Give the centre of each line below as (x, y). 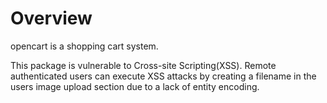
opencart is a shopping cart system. (84, 46)
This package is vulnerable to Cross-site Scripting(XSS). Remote (143, 65)
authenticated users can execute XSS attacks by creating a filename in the (163, 76)
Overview (51, 18)
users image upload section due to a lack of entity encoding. (135, 86)
